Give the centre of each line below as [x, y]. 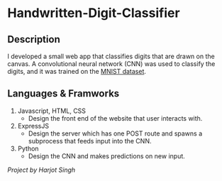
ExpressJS [33, 126]
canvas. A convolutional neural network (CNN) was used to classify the [111, 64]
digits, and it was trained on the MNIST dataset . [77, 71]
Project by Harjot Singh [41, 170]
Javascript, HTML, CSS [52, 111]
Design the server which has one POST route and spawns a [115, 133]
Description [34, 39]
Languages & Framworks [63, 94]
